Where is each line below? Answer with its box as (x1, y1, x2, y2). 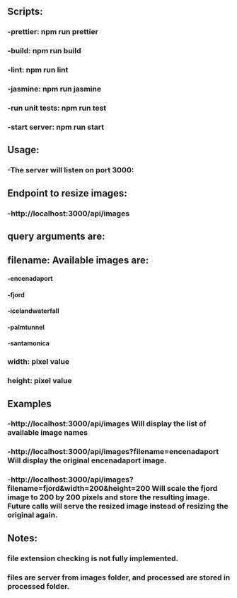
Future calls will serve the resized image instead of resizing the (7, 502, 229, 511)
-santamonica (7, 339, 50, 348)
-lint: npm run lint (7, 65, 69, 75)
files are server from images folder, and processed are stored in (7, 572, 231, 582)
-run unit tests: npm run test (7, 103, 107, 113)
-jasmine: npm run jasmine (7, 84, 101, 94)
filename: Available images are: (7, 255, 149, 267)
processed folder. (7, 581, 70, 591)
